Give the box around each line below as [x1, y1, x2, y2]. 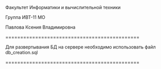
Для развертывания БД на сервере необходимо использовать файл [5, 44, 156, 50]
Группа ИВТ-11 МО [5, 14, 45, 20]
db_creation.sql [5, 50, 38, 55]
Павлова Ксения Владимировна [5, 24, 76, 30]
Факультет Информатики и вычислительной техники [5, 5, 121, 10]
